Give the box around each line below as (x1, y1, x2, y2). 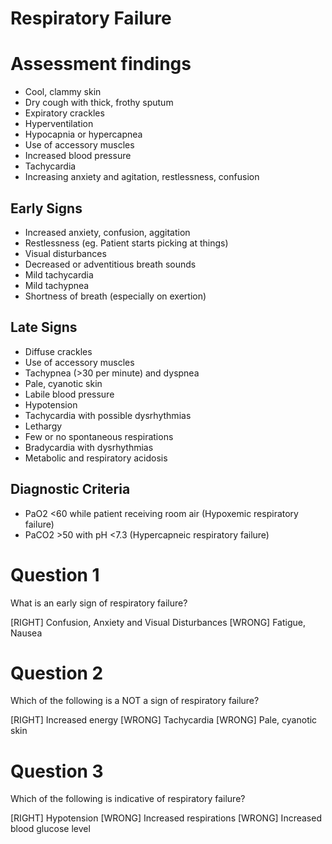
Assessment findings (10, 53, 192, 76)
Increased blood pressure (24, 150, 132, 162)
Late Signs (10, 319, 78, 336)
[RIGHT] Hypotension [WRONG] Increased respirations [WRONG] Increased (10, 812, 322, 824)
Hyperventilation (24, 118, 94, 130)
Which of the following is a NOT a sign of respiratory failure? (10, 695, 260, 707)
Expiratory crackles (24, 107, 105, 119)
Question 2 (10, 662, 104, 684)
